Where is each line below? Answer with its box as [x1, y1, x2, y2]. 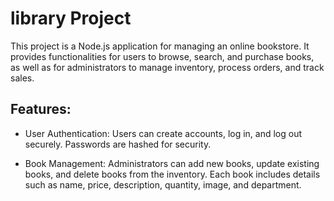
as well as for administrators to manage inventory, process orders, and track [10, 61, 325, 73]
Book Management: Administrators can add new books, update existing [24, 157, 320, 169]
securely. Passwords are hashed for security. [24, 138, 212, 150]
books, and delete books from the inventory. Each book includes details [24, 168, 321, 180]
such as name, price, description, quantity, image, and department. [24, 178, 302, 191]
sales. [10, 72, 35, 84]
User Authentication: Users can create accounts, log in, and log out [24, 127, 303, 139]
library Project [10, 7, 132, 30]
